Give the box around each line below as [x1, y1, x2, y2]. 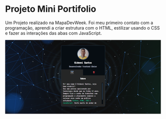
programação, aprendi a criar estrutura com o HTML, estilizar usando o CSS [5, 25, 160, 30]
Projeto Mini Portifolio [5, 3, 96, 15]
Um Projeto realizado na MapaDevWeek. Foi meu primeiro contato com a [5, 20, 153, 26]
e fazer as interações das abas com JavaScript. [5, 30, 102, 36]
